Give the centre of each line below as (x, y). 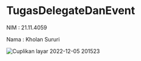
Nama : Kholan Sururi (33, 39)
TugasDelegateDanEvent (71, 11)
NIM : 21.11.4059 (27, 27)
